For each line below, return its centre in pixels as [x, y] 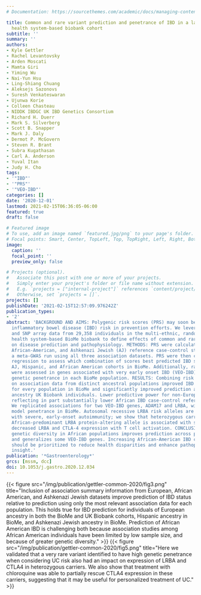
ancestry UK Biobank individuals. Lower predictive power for [91, 395]
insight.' [24, 450]
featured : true [25, 212]
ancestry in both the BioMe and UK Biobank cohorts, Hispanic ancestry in [97, 516]
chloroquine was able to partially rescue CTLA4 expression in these [89, 573]
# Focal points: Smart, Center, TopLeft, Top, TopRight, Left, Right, [96, 239]
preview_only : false [37, 262]
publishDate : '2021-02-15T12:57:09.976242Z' [63, 306]
